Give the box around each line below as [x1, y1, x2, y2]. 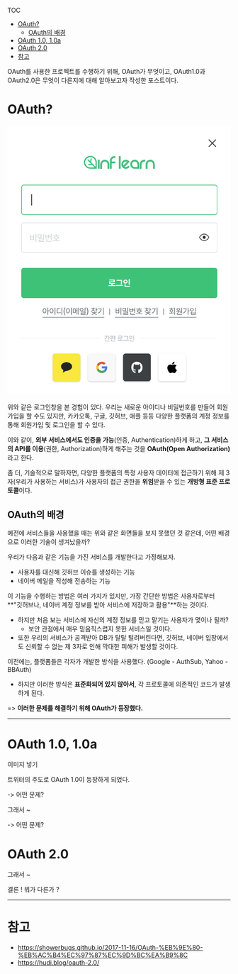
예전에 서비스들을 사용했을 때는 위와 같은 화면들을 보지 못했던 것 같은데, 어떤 [7, 528, 217, 538]
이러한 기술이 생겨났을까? [20, 538, 91, 546]
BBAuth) [7, 665, 32, 674]
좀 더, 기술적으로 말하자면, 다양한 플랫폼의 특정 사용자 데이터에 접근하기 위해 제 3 [7, 468, 230, 477]
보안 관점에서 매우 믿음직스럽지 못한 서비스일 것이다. [28, 624, 172, 633]
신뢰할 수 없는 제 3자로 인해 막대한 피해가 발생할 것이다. [25, 642, 178, 651]
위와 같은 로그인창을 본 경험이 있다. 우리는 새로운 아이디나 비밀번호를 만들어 [7, 402, 215, 411]
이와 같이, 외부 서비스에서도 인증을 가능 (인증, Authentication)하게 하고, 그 [7, 436, 210, 444]
